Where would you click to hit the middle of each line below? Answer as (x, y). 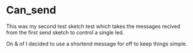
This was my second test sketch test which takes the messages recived (93, 26)
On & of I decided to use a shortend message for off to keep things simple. (97, 44)
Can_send (31, 10)
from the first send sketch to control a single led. (65, 32)
